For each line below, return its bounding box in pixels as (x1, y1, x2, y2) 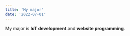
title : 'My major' (5, 7, 44, 12)
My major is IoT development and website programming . (5, 25, 125, 31)
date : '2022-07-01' (5, 12, 46, 17)
